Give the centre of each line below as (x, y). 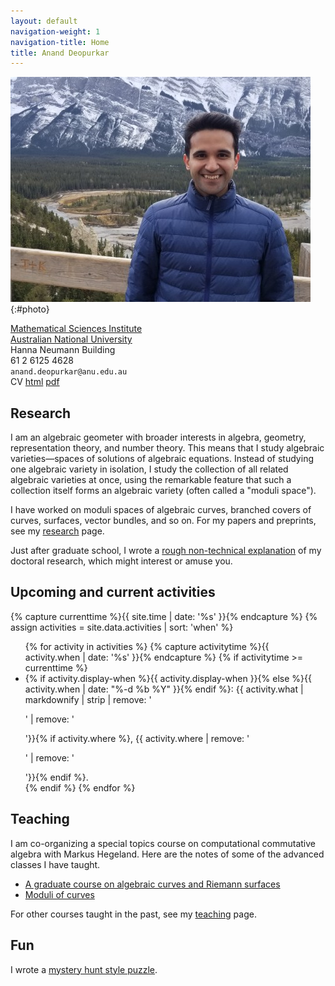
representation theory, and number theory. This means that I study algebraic (167, 448)
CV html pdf (35, 382)
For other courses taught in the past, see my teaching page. (133, 914)
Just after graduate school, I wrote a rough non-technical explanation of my (166, 551)
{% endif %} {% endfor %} (80, 787)
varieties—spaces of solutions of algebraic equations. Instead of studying (162, 459)
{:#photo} (30, 309)
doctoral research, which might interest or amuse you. (121, 561)
